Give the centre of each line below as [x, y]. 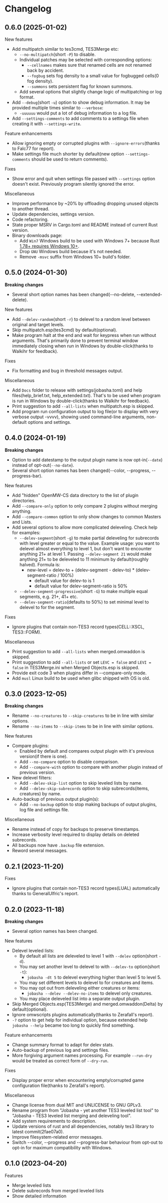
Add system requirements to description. [54, 1121]
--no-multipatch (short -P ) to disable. [57, 54]
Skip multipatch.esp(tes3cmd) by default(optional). [64, 330]
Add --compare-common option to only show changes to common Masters [87, 516]
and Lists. [22, 522]
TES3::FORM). [27, 632]
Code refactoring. [30, 219]
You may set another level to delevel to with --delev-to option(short [90, 967]
